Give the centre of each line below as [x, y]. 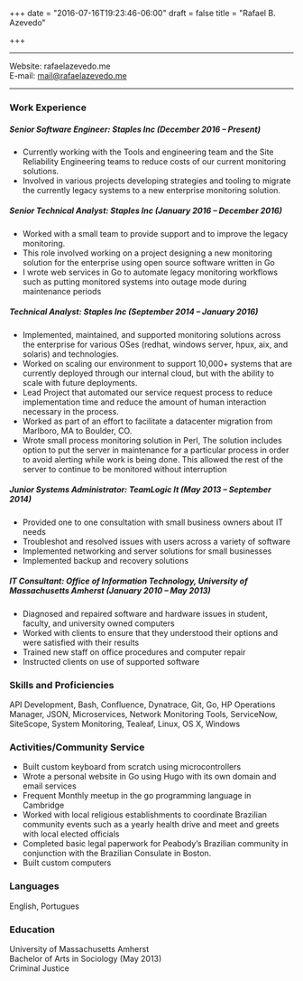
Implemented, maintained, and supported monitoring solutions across [151, 334]
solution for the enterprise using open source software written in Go [148, 262]
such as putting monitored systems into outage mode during [134, 281]
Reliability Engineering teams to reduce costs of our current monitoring [154, 161]
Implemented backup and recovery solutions [106, 560]
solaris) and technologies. [70, 354]
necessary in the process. [70, 411]
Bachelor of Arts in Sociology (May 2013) [86, 958]
